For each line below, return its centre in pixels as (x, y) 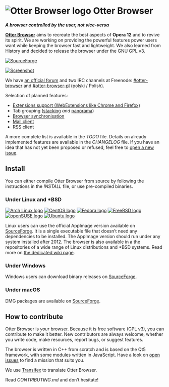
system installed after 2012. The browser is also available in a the (73, 242)
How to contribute (34, 317)
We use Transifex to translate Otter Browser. (51, 370)
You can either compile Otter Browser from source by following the (75, 181)
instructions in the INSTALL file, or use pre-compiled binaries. (69, 186)
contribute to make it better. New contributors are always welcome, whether (84, 334)
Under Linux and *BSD (34, 199)
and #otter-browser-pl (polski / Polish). (64, 86)
